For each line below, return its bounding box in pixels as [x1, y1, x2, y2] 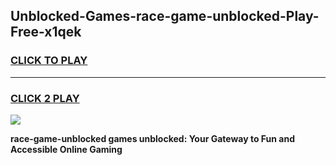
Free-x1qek [10, 24, 82, 41]
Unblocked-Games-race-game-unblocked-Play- [10, 8, 320, 25]
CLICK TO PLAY [10, 54, 88, 68]
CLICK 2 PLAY [10, 91, 80, 105]
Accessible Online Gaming [10, 143, 123, 155]
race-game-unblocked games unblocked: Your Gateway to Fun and [10, 132, 295, 144]
